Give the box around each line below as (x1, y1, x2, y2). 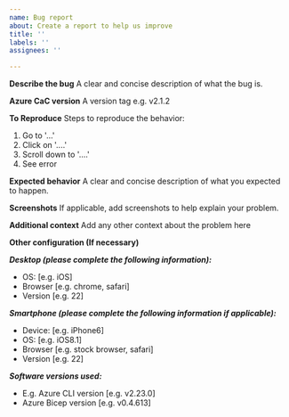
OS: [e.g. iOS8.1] (21, 335, 83, 346)
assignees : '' (9, 46, 62, 55)
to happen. (9, 185, 49, 196)
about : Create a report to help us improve (9, 21, 173, 30)
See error (21, 159, 58, 169)
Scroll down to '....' (21, 149, 91, 160)
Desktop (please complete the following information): (9, 255, 212, 266)
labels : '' (9, 37, 50, 47)
